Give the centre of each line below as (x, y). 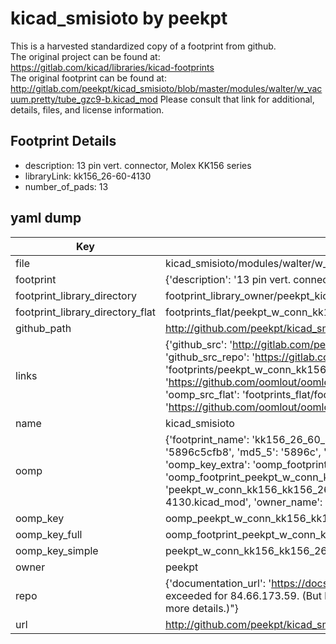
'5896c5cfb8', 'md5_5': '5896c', (243, 452)
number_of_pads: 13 (66, 186)
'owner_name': (288, 502)
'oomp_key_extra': (207, 464)
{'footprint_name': (207, 439)
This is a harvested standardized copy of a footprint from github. (143, 46)
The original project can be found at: (85, 56)
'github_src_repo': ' (210, 357)
